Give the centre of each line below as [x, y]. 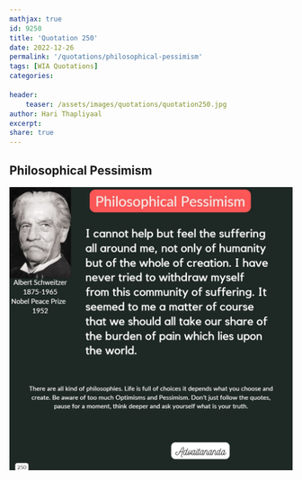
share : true [31, 133]
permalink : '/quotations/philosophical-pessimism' [106, 57]
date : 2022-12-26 [42, 48]
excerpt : [26, 123]
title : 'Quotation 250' [54, 38]
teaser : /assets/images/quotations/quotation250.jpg [126, 104]
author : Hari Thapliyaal [56, 114]
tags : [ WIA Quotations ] [54, 67]
